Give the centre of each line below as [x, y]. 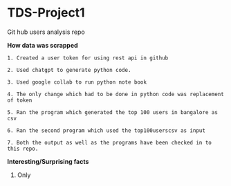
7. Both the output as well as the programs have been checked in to [110, 142]
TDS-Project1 [46, 13]
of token [20, 100]
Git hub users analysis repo [46, 32]
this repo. [23, 149]
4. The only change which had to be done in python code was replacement [116, 94]
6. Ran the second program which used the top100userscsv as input [107, 130]
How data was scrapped [43, 45]
